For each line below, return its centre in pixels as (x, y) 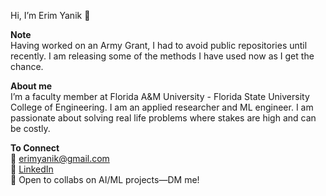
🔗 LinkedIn (32, 169)
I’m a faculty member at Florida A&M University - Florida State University (160, 96)
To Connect (35, 148)
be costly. (30, 128)
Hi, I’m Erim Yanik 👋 (50, 15)
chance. (27, 66)
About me (31, 86)
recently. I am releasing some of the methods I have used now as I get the (162, 56)
